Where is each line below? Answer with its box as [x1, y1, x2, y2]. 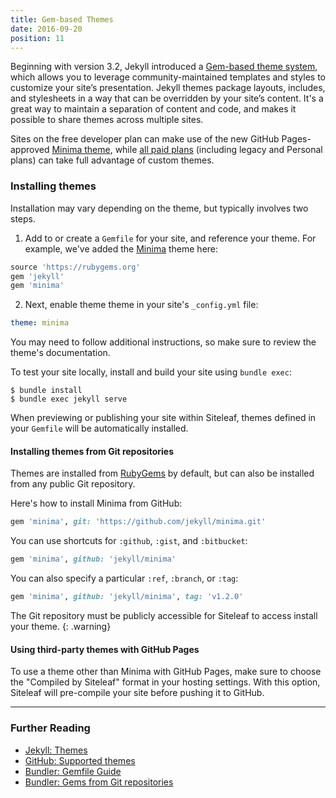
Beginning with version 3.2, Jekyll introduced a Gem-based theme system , [10, 61, 318, 73]
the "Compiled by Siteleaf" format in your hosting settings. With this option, [10, 676, 321, 688]
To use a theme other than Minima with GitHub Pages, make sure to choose [10, 666, 322, 678]
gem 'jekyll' [10, 271, 65, 281]
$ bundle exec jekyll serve [10, 394, 128, 405]
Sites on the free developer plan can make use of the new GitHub [10, 133, 280, 145]
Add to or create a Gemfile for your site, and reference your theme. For [24, 232, 317, 244]
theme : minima [10, 318, 70, 328]
